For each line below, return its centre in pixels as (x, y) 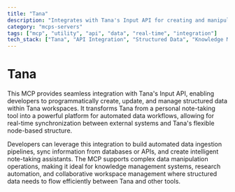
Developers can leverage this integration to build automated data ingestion (115, 145)
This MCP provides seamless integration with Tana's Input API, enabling (111, 94)
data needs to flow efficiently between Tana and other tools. (94, 182)
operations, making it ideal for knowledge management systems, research (114, 167)
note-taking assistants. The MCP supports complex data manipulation (108, 159)
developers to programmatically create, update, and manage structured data (117, 101)
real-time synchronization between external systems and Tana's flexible (111, 124)
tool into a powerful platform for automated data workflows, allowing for (111, 116)
